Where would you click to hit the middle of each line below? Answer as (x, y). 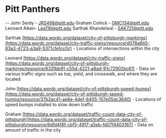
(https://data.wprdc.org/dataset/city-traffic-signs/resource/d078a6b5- (78, 43)
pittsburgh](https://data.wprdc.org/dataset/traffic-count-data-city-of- (77, 119)
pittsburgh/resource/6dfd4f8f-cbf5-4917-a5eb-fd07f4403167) (69, 125)
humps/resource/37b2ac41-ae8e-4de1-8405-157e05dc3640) (68, 99)
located (13, 79)
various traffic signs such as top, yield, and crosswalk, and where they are (81, 73)
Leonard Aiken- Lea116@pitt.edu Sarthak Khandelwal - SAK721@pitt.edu (79, 28)
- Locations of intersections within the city (116, 48)
